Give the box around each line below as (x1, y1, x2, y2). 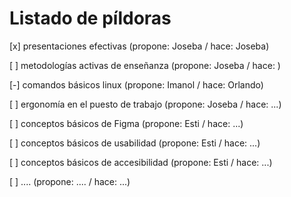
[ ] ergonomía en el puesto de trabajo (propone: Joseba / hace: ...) (9, 98, 282, 110)
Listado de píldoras (9, 7, 172, 30)
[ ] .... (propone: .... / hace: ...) (9, 175, 131, 187)
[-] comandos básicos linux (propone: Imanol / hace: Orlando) (9, 78, 264, 91)
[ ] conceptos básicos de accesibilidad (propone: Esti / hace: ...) (9, 156, 273, 168)
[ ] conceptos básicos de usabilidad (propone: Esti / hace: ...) (9, 137, 261, 149)
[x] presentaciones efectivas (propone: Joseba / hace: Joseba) (9, 40, 270, 52)
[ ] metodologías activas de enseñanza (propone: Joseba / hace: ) (9, 59, 281, 71)
